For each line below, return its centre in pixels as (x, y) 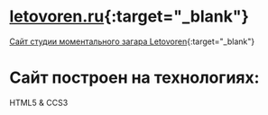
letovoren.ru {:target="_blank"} (129, 17)
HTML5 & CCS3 (39, 102)
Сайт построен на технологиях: (134, 78)
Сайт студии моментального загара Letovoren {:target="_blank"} (132, 41)
